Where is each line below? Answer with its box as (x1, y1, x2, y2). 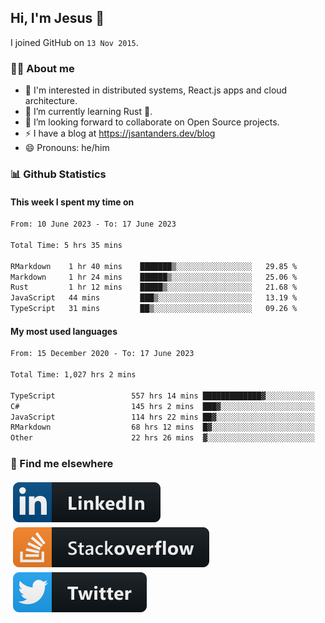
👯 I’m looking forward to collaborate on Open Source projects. (24, 116, 280, 128)
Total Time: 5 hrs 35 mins (10, 240, 123, 250)
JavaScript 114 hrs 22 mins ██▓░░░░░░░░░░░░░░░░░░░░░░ (10, 412, 315, 422)
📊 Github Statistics (10, 167, 107, 181)
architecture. (24, 95, 78, 107)
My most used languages (10, 325, 118, 337)
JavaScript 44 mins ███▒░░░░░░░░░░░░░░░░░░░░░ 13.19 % (10, 293, 298, 303)
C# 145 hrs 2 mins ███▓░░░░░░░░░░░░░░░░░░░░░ (10, 401, 315, 411)
